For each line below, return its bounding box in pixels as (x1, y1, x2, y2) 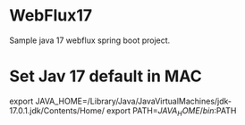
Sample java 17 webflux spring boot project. (9, 35, 171, 46)
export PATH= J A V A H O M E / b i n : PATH (106, 104, 237, 118)
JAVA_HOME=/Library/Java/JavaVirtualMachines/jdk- (35, 96, 232, 106)
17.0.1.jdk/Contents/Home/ (9, 104, 106, 116)
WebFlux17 (9, 5, 93, 26)
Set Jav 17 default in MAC (9, 66, 203, 87)
